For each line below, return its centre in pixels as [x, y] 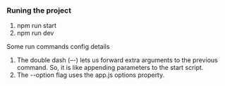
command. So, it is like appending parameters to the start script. [110, 68]
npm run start [37, 26]
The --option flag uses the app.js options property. [91, 75]
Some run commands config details [58, 47]
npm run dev [35, 33]
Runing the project [39, 10]
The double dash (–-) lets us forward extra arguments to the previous [117, 60]
